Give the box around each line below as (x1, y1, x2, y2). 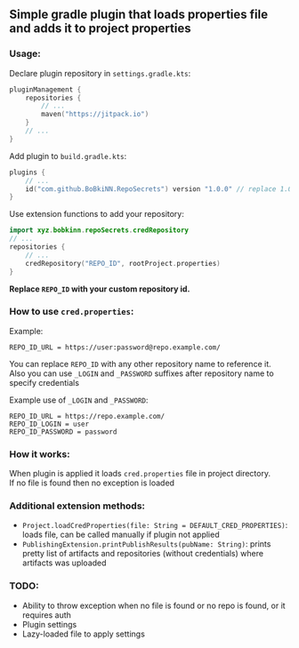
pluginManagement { (9, 84, 82, 94)
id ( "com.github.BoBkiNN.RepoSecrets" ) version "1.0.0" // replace (25, 184, 277, 194)
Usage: (9, 48, 42, 60)
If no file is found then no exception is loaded (9, 477, 175, 488)
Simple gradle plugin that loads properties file (9, 7, 269, 22)
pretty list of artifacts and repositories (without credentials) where (21, 548, 264, 559)
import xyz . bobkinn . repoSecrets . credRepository (9, 226, 190, 235)
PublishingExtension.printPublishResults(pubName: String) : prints (21, 539, 271, 549)
